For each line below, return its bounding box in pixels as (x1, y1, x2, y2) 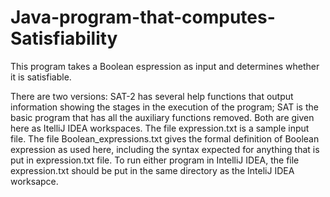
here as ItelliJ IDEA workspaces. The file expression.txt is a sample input (10, 122, 310, 134)
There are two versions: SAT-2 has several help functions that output (10, 90, 294, 102)
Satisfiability (10, 27, 118, 50)
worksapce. (10, 175, 59, 187)
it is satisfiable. (10, 71, 72, 83)
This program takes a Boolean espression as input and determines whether (10, 60, 320, 72)
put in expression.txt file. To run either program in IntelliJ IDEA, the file (10, 154, 300, 166)
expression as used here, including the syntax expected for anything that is (10, 143, 320, 155)
